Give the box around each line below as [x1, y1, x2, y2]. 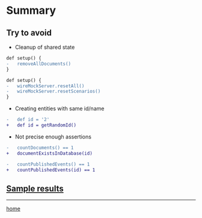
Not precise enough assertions [14, 133, 92, 140]
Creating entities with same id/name [14, 105, 105, 112]
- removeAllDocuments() [6, 61, 71, 67]
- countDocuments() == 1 [6, 145, 74, 151]
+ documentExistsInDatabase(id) [6, 150, 93, 157]
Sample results [6, 183, 64, 193]
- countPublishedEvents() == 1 [6, 161, 90, 167]
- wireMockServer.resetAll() [6, 83, 85, 89]
